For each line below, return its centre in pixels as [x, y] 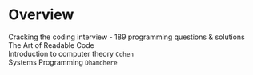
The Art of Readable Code [51, 45]
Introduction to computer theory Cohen [71, 53]
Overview [41, 15]
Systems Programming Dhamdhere [63, 62]
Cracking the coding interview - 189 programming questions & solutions [127, 37]
